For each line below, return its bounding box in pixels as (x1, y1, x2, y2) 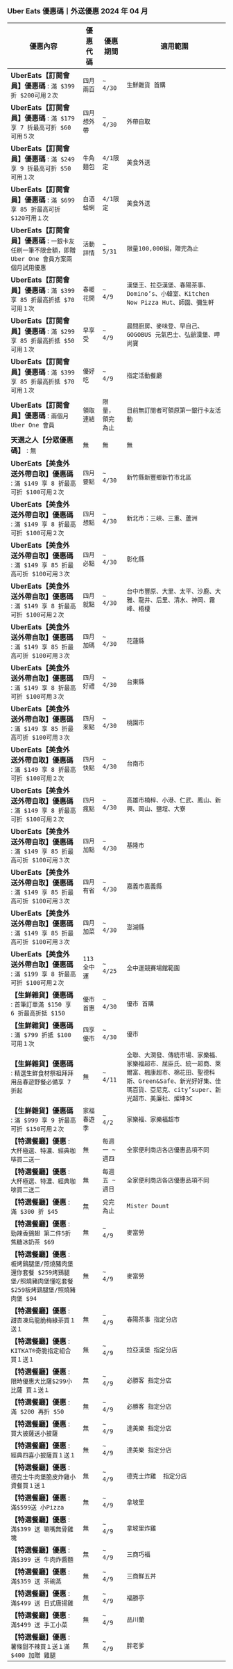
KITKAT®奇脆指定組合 (10, 1347, 71, 1355)
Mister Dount (126, 1202, 170, 1210)
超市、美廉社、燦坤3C (132, 1095, 193, 1102)
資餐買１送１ (10, 1482, 46, 1490)
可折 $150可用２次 (10, 1125, 64, 1133)
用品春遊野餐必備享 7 (10, 1078, 71, 1086)
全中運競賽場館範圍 (126, 964, 180, 972)
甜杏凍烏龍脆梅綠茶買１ (10, 1317, 76, 1324)
